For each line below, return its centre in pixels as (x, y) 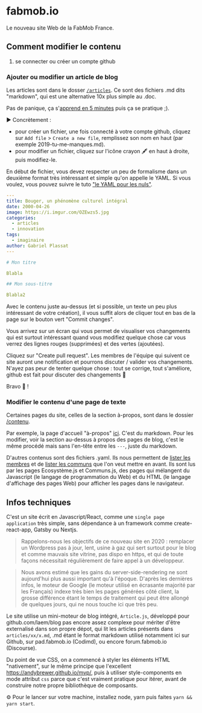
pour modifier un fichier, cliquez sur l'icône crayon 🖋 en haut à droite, (102, 151)
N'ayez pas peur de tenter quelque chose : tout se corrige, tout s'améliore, (99, 369)
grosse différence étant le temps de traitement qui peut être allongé (105, 598)
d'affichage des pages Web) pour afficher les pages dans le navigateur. (95, 483)
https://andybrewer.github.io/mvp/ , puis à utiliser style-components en (94, 673)
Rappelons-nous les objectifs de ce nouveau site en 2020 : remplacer (108, 542)
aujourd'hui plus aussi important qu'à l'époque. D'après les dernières (107, 579)
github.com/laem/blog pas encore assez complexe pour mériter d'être (93, 623)
